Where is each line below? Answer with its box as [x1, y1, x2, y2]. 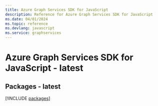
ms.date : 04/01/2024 [5, 16, 48, 21]
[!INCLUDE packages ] [5, 96, 50, 101]
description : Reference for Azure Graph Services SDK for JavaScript [5, 12, 153, 17]
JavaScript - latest [5, 63, 83, 74]
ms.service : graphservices [5, 30, 61, 35]
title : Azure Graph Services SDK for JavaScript [5, 7, 108, 12]
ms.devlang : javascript [5, 26, 55, 31]
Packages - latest [5, 82, 61, 91]
